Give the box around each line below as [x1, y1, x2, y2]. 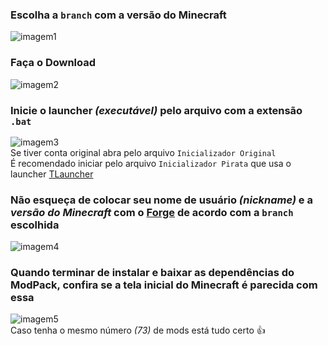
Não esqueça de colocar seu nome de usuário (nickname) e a [10, 193, 313, 207]
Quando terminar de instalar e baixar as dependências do [10, 266, 295, 280]
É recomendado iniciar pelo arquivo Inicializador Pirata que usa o [10, 157, 292, 169]
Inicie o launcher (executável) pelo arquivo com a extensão [10, 103, 303, 117]
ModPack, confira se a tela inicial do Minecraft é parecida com [10, 278, 318, 292]
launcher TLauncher [10, 168, 94, 180]
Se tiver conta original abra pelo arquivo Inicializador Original [10, 146, 277, 158]
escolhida [10, 218, 60, 232]
